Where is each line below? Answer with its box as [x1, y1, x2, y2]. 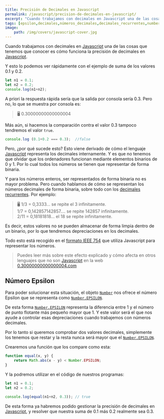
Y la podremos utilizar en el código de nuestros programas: [5, 371, 124, 377]
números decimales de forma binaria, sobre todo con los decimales [5, 186, 141, 192]
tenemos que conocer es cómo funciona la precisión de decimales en [5, 48, 145, 54]
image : [5, 25, 19, 30]
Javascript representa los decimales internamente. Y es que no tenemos [5, 151, 151, 156]
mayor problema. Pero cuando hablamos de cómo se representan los [5, 181, 144, 187]
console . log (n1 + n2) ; [5, 87, 47, 92]
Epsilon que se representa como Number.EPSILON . [5, 295, 103, 301]
